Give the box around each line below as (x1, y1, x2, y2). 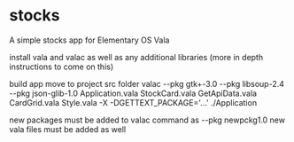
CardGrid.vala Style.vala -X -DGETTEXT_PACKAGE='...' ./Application (9, 97, 258, 107)
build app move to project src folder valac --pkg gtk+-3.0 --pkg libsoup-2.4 (9, 78, 285, 89)
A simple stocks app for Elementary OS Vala (9, 35, 170, 45)
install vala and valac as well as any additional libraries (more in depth (9, 51, 264, 62)
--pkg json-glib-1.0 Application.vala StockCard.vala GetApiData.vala (9, 88, 258, 99)
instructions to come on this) (9, 61, 114, 72)
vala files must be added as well (9, 123, 127, 134)
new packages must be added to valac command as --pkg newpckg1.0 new (9, 114, 286, 125)
